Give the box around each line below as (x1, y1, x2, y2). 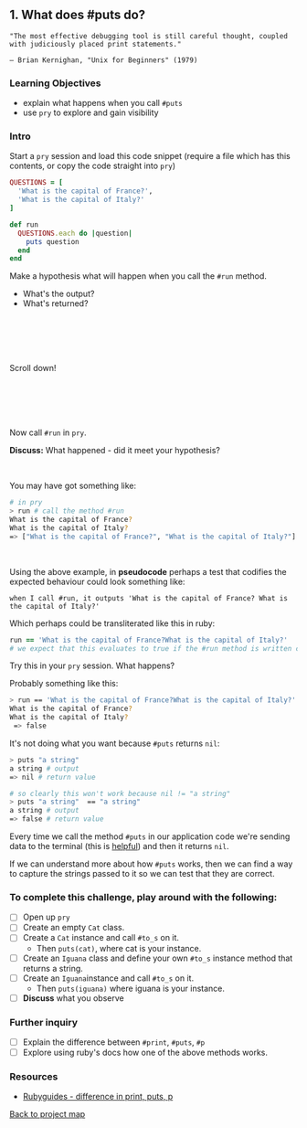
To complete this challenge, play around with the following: (9, 890, 278, 903)
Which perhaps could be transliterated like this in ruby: (9, 617, 216, 629)
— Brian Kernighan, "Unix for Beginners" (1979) (9, 55, 198, 65)
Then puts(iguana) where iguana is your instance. (36, 983, 226, 994)
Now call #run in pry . (9, 427, 87, 438)
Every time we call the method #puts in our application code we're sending (9, 831, 291, 842)
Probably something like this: (9, 678, 119, 689)
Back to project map (9, 1109, 86, 1120)
